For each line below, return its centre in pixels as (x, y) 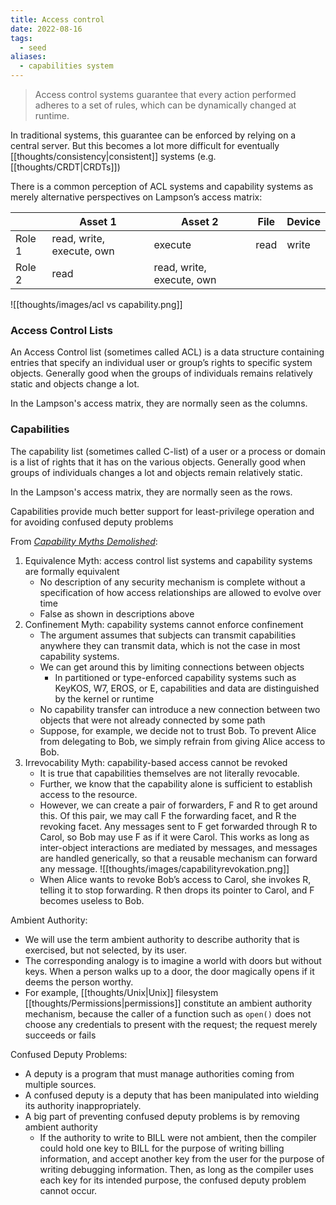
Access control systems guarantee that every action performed (165, 94)
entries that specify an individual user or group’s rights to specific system (161, 363)
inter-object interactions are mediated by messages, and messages (178, 847)
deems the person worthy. (79, 982)
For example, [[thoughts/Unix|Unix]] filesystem (121, 992)
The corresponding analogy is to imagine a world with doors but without (173, 960)
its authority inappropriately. (83, 1105)
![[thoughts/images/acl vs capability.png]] (96, 304)
